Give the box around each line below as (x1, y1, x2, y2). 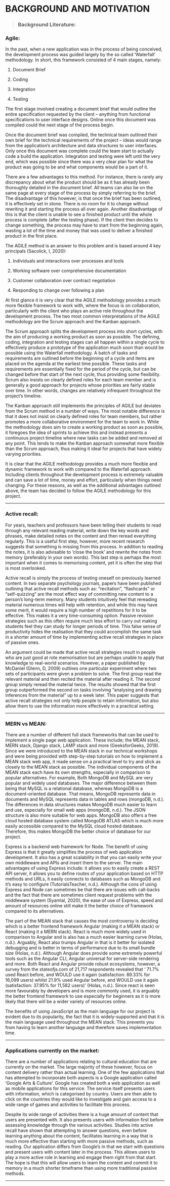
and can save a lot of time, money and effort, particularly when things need (5, 477, 162, 483)
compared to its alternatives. (5, 908, 65, 914)
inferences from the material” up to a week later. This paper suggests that (5, 692, 159, 698)
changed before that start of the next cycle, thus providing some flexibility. (5, 371, 161, 377)
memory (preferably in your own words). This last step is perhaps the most (5, 554, 161, 560)
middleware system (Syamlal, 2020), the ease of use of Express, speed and (5, 897, 163, 903)
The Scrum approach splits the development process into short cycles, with (5, 328, 163, 334)
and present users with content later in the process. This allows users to (5, 1149, 156, 1155)
